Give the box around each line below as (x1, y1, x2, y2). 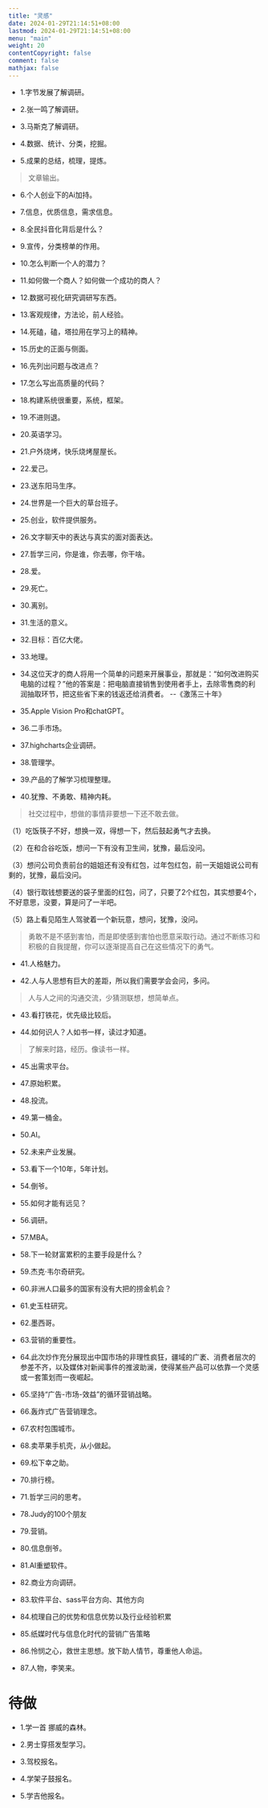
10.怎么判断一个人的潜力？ (19, 258, 108, 268)
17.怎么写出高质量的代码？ (19, 378, 106, 387)
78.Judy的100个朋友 (19, 1509, 87, 1518)
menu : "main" (8, 34, 52, 43)
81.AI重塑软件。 (19, 1560, 72, 1570)
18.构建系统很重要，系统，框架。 (19, 395, 128, 405)
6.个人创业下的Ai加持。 (19, 190, 97, 200)
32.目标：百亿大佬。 (19, 634, 88, 644)
